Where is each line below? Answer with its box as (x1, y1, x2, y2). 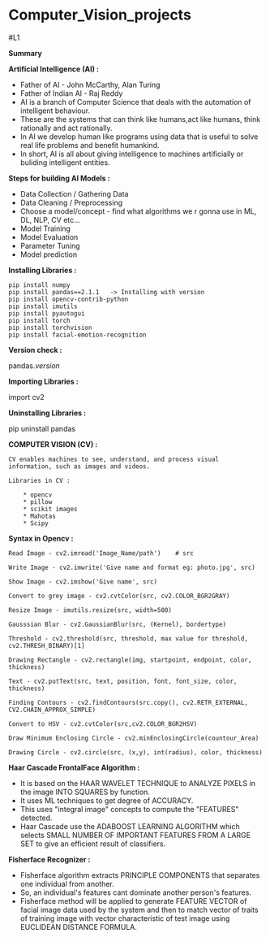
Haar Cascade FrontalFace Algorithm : (8, 762, 140, 772)
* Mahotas (23, 512, 57, 520)
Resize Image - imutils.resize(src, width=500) (8, 606, 173, 614)
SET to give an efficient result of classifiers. (19, 839, 166, 849)
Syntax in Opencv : (8, 533, 74, 543)
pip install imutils (8, 302, 79, 310)
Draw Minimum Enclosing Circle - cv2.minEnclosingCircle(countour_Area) (8, 734, 259, 742)
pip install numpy (8, 280, 71, 289)
